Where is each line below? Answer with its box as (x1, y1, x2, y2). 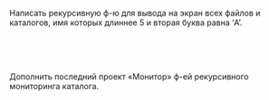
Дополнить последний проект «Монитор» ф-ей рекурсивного (9, 71, 249, 82)
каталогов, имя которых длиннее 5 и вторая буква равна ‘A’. (9, 17, 243, 28)
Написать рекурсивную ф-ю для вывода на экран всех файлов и (9, 8, 261, 18)
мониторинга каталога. (9, 81, 100, 91)
